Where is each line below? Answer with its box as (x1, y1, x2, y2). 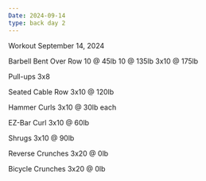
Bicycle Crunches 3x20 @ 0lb (8, 164, 106, 173)
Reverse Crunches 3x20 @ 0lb (8, 148, 109, 158)
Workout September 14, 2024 (8, 40, 105, 50)
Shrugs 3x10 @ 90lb (8, 133, 75, 143)
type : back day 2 (8, 19, 66, 27)
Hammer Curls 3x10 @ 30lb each (8, 102, 117, 112)
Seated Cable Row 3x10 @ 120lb (8, 87, 114, 96)
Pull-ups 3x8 (8, 71, 50, 81)
